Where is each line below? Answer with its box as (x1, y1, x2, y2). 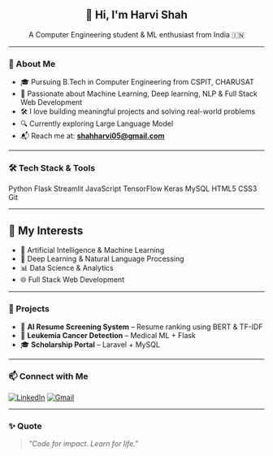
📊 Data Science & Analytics (19, 263, 114, 273)
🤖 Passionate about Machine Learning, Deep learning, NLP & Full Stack (19, 89, 258, 98)
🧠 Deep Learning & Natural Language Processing (19, 254, 184, 264)
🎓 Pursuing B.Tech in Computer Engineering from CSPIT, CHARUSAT (19, 77, 254, 87)
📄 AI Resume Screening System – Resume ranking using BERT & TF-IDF (19, 322, 263, 332)
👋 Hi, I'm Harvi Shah (84, 8, 188, 22)
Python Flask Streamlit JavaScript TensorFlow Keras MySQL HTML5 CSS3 (8, 184, 258, 193)
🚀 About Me (8, 58, 56, 69)
